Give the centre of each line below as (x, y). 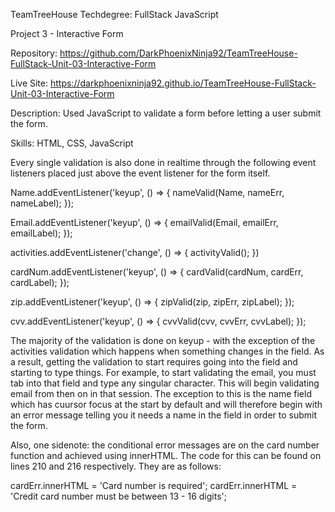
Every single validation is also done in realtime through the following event (163, 162)
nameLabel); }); (42, 203)
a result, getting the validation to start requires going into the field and (154, 362)
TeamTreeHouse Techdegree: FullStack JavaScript (114, 14)
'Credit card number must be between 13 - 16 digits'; (118, 496)
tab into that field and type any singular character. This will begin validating (165, 383)
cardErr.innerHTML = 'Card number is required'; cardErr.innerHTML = (154, 485)
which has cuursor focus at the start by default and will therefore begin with (166, 404)
